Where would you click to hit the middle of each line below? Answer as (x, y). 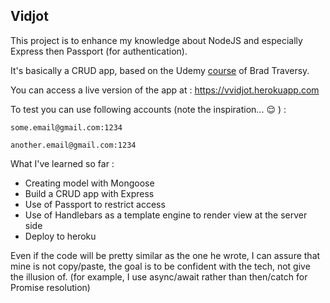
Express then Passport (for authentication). (99, 51)
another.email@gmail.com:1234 (73, 145)
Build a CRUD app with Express (89, 193)
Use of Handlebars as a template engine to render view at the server (166, 215)
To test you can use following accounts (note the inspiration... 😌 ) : (148, 109)
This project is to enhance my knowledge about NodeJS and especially (156, 40)
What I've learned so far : (62, 163)
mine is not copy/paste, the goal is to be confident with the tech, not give (160, 266)
